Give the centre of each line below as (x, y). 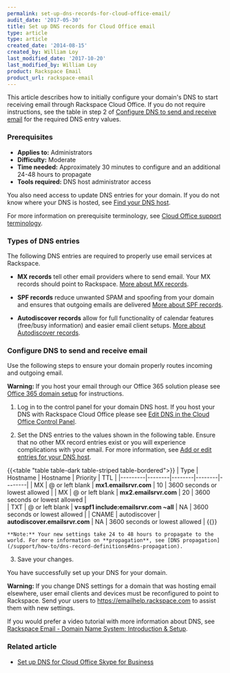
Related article (32, 647)
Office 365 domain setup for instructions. (65, 393)
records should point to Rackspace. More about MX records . (103, 284)
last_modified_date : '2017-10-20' (57, 59)
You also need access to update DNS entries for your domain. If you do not (114, 195)
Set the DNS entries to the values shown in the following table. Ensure (116, 435)
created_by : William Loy (43, 52)
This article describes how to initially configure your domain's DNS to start (113, 97)
